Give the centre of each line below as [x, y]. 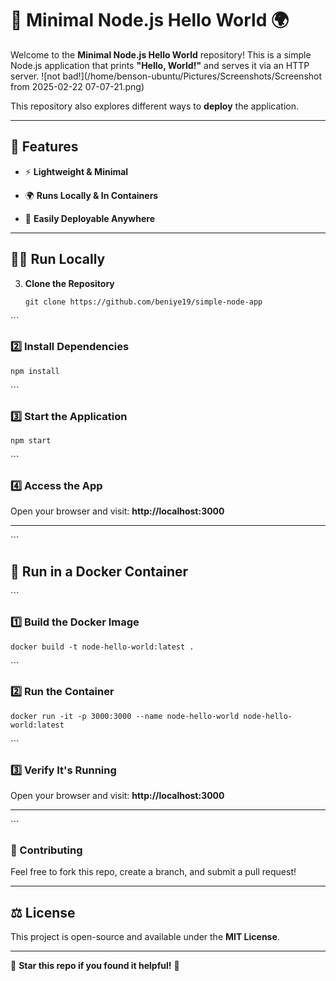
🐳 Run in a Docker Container [99, 571]
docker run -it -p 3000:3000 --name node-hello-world [125, 716]
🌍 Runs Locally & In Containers [91, 195]
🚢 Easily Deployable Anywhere [89, 218]
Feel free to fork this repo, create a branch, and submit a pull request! [153, 872]
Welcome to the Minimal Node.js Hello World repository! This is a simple [161, 54]
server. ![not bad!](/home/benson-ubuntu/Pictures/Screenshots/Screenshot [166, 76]
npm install [35, 371]
